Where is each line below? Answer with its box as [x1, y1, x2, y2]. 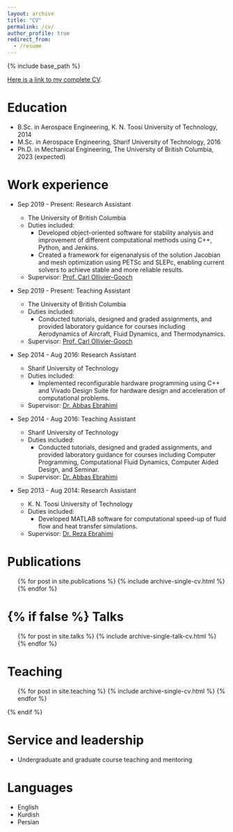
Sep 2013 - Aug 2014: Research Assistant [17, 486, 137, 494]
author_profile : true [7, 29, 70, 37]
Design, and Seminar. [38, 465, 99, 473]
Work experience [7, 177, 109, 193]
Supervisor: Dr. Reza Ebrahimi [27, 529, 113, 537]
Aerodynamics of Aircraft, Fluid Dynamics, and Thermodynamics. [38, 329, 226, 338]
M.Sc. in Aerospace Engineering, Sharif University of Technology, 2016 [17, 138, 221, 146]
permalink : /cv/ [7, 23, 54, 30]
